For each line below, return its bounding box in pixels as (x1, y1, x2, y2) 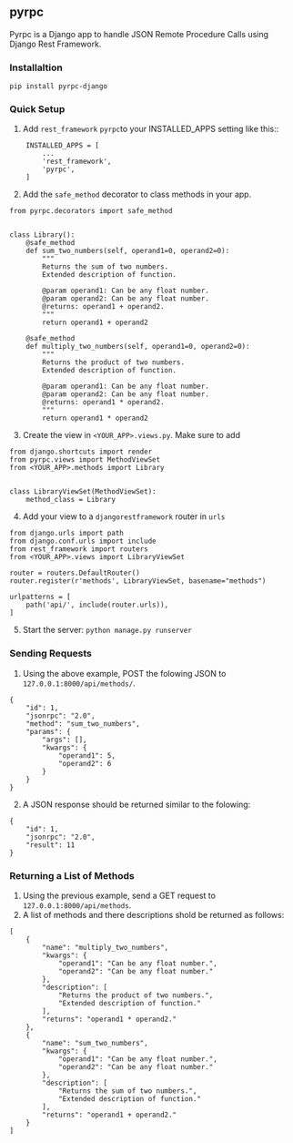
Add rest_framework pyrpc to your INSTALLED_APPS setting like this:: (22, 124, 279, 135)
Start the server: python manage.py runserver (22, 625, 193, 636)
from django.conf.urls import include (9, 536, 157, 546)
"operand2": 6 (57, 759, 112, 768)
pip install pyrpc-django (9, 82, 107, 91)
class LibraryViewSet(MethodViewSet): (9, 487, 157, 496)
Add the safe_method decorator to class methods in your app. (22, 189, 252, 200)
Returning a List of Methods (9, 869, 135, 882)
